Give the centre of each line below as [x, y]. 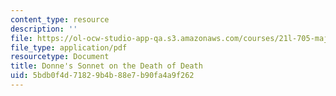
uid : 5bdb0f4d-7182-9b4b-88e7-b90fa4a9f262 [102, 76]
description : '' [44, 29]
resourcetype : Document [60, 57]
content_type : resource [60, 19]
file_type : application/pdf [69, 47]
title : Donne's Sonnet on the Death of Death [106, 66]
